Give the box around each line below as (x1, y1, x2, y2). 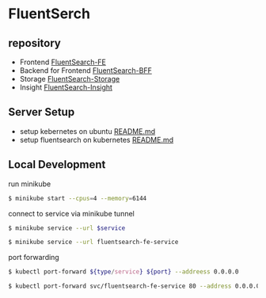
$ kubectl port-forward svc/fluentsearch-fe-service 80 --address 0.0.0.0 (8, 282, 260, 290)
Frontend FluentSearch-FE (19, 57, 107, 67)
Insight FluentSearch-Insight (19, 82, 113, 92)
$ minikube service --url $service (8, 223, 126, 232)
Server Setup (8, 105, 75, 119)
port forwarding (8, 253, 59, 262)
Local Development (8, 158, 106, 171)
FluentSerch (8, 5, 91, 23)
